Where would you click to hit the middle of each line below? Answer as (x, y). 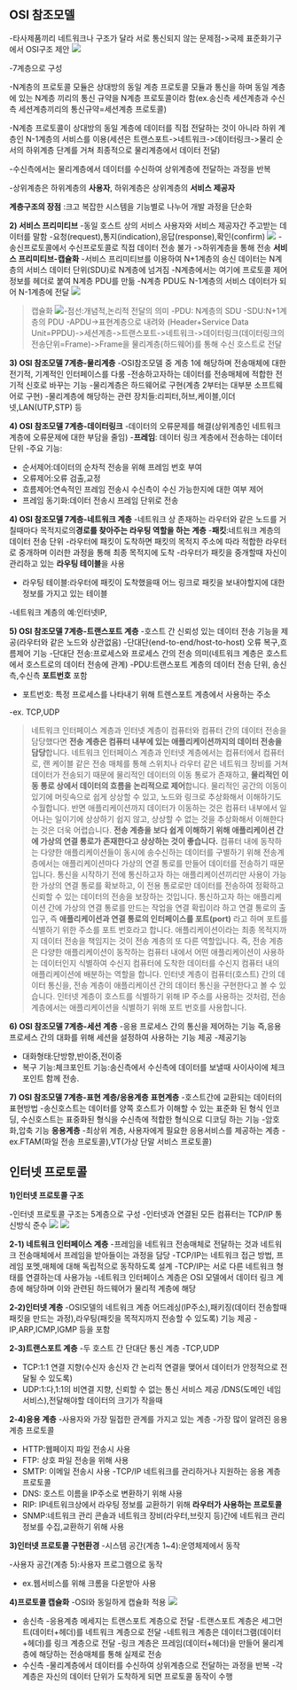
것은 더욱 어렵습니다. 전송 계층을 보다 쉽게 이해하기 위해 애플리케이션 (157, 830)
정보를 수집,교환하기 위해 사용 (73, 1526)
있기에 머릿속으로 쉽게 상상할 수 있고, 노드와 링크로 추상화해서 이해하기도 (156, 796)
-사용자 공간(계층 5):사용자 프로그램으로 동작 (86, 1564)
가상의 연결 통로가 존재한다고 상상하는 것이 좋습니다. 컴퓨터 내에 (149, 841)
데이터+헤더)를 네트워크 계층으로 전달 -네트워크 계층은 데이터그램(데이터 (157, 1631)
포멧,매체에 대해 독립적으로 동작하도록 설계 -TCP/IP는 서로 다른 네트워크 (150, 1266)
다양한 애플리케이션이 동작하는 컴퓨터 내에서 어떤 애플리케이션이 (151, 951)
